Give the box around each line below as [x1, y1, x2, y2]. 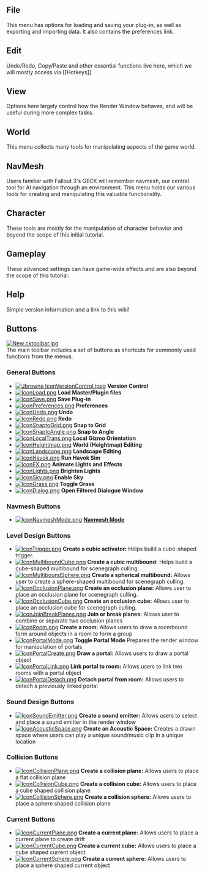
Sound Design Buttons [6, 697, 75, 706]
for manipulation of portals [15, 643, 83, 651]
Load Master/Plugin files [58, 388, 122, 396]
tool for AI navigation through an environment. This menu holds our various [6, 184, 196, 191]
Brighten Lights [60, 467, 101, 474]
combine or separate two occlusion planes [15, 617, 123, 624]
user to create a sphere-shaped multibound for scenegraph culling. [15, 578, 185, 586]
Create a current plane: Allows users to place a [78, 829, 199, 836]
